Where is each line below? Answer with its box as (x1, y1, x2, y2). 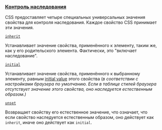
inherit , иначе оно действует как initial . (5, 120, 92, 126)
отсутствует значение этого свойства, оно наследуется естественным (5, 86, 153, 92)
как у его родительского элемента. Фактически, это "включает (5, 48, 137, 54)
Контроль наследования (5, 3, 66, 10)
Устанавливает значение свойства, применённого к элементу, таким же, (5, 43, 157, 49)
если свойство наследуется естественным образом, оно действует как (5, 114, 154, 120)
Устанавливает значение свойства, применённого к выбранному (5, 71, 141, 77)
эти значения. (5, 25, 34, 31)
